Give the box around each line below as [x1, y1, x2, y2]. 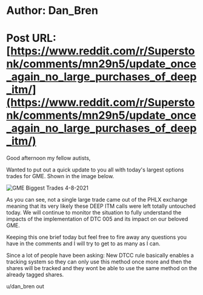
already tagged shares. [6, 271, 64, 279]
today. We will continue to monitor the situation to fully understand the [6, 209, 182, 216]
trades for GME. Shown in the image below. [6, 173, 115, 180]
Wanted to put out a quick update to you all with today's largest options [6, 166, 184, 173]
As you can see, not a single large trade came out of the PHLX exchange [6, 196, 188, 204]
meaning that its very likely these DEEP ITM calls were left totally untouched [6, 202, 196, 210]
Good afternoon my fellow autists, [6, 154, 91, 162]
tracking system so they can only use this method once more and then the [6, 258, 192, 265]
